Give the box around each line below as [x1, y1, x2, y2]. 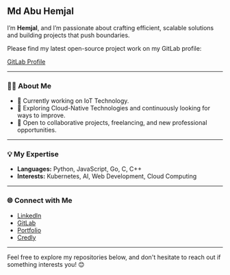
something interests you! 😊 [7, 260, 85, 268]
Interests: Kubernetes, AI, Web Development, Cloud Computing [16, 172, 197, 180]
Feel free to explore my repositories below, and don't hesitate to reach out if [7, 253, 221, 261]
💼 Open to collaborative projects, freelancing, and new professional [16, 119, 207, 127]
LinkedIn [16, 211, 42, 219]
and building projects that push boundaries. [7, 31, 130, 39]
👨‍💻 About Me [7, 81, 51, 91]
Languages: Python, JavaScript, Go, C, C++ [16, 165, 142, 174]
